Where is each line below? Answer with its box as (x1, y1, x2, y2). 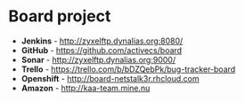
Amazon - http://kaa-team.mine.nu (20, 82, 151, 93)
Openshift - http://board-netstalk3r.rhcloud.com (20, 73, 200, 83)
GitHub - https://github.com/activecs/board (20, 44, 183, 55)
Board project (8, 6, 111, 27)
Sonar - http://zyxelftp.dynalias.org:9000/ (20, 54, 176, 65)
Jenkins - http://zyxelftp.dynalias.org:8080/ (20, 35, 184, 46)
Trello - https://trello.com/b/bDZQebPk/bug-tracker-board (20, 64, 236, 75)
